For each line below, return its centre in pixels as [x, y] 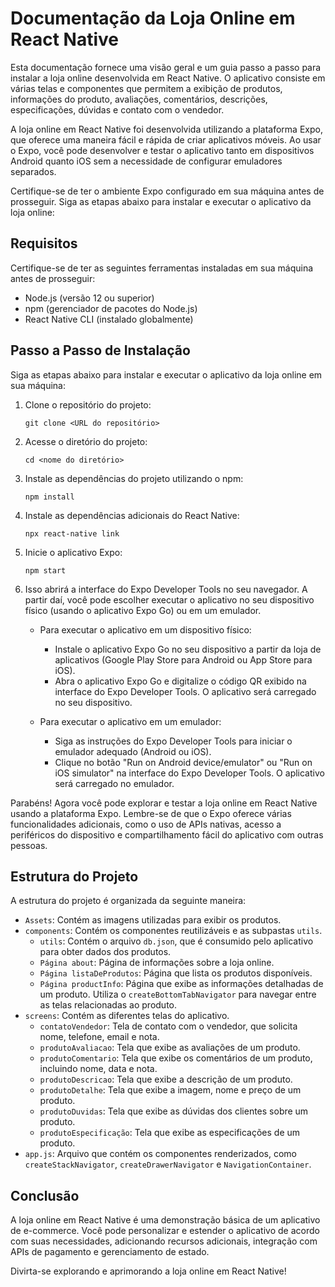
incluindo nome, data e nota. [98, 1069]
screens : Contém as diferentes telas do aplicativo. [127, 1016]
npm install [49, 497]
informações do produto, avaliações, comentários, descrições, [139, 99]
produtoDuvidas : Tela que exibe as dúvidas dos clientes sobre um [174, 1111]
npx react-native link [72, 533]
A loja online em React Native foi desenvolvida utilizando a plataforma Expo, [166, 129]
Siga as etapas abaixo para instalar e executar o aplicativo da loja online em [166, 374]
